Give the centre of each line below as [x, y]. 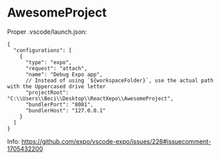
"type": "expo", [48, 62]
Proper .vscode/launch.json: [47, 32]
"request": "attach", [56, 68]
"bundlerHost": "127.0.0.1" [66, 110]
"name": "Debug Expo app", [64, 74]
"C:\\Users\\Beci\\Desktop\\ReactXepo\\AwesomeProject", [90, 98]
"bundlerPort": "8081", [59, 105]
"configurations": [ [43, 50]
